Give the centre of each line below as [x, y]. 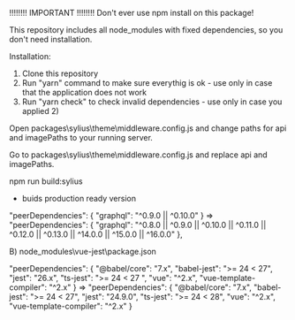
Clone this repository [60, 73]
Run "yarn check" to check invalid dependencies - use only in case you [152, 102]
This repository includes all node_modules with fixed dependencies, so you [146, 30]
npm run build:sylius [46, 181]
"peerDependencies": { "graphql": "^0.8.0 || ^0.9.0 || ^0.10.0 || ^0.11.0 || [138, 225]
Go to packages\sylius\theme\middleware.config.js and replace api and [138, 155]
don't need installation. [51, 39]
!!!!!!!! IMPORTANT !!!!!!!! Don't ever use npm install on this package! [132, 13]
